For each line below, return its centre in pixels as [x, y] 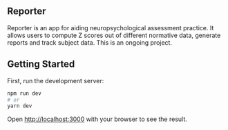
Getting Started [41, 64]
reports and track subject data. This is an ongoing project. [90, 42]
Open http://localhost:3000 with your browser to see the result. [97, 119]
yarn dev [20, 106]
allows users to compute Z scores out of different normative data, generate [114, 35]
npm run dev [24, 93]
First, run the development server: [56, 80]
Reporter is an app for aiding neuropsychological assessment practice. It [111, 28]
